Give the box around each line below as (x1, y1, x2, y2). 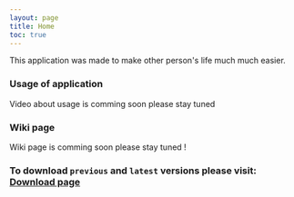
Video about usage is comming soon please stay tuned (9, 98, 216, 109)
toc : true (9, 30, 47, 39)
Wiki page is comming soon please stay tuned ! (9, 142, 187, 153)
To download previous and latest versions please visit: (9, 164, 257, 177)
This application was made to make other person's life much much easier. (9, 55, 287, 66)
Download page (9, 175, 81, 188)
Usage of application (9, 78, 103, 91)
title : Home (9, 22, 55, 31)
